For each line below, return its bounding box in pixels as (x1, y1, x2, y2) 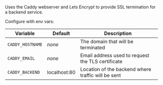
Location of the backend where (80, 66, 151, 72)
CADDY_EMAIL (7, 56, 35, 61)
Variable (15, 30, 35, 37)
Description (104, 30, 132, 37)
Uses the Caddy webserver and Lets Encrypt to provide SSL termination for (5, 4, 156, 10)
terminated (80, 44, 105, 51)
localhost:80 (47, 69, 76, 75)
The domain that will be (80, 38, 133, 45)
